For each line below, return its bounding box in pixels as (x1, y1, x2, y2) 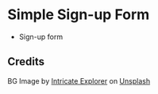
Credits (7, 55, 45, 69)
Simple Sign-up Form (7, 6, 150, 24)
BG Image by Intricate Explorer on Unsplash (7, 76, 151, 85)
